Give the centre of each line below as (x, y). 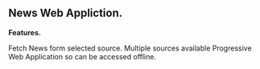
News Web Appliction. (66, 13)
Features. (25, 32)
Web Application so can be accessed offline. (83, 56)
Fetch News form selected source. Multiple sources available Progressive (130, 48)
